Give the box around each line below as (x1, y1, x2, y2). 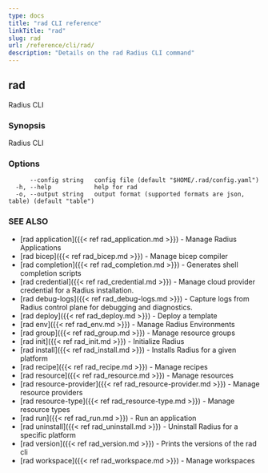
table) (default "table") (8, 197, 94, 205)
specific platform (19, 430, 76, 439)
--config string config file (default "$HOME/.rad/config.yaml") (29, 176, 260, 184)
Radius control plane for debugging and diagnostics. (19, 302, 194, 312)
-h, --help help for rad (15, 184, 138, 192)
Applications (19, 242, 62, 253)
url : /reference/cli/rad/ (8, 42, 94, 50)
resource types (19, 404, 70, 414)
